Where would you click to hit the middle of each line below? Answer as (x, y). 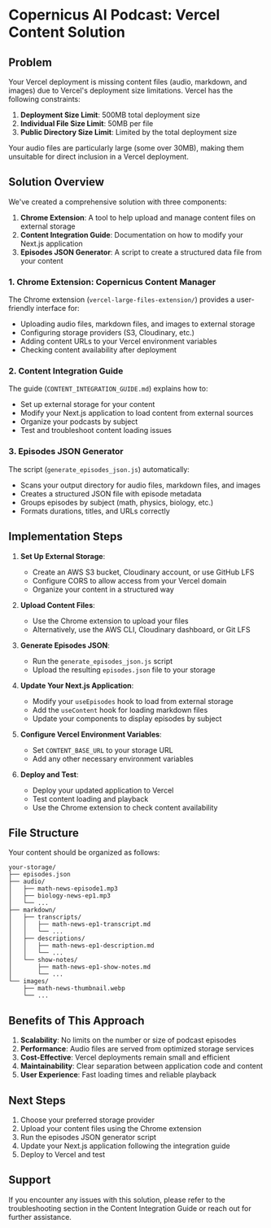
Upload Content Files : (57, 605)
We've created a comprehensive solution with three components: (118, 202)
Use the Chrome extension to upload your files (110, 621)
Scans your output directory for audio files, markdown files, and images (140, 485)
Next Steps (37, 1100)
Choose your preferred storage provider (87, 1120)
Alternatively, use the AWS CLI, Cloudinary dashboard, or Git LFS (141, 629)
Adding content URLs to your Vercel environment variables (118, 341)
